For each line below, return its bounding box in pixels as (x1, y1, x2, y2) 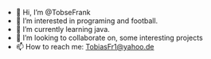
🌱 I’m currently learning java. (15, 25, 110, 33)
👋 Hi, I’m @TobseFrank (15, 8, 91, 17)
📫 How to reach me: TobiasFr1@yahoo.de (15, 42, 154, 51)
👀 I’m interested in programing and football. (15, 16, 158, 26)
